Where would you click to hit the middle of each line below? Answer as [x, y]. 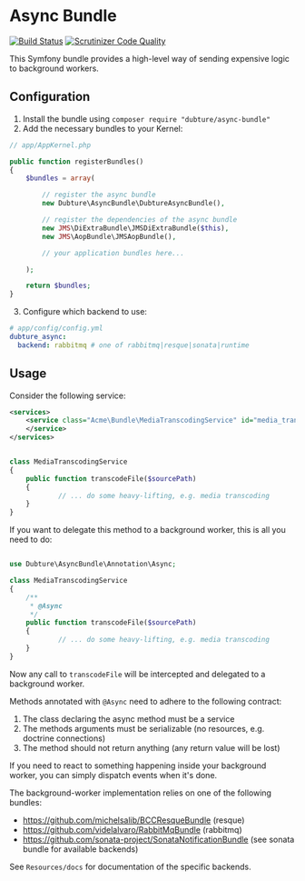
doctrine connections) [64, 738]
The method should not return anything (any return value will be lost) [151, 747]
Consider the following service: [68, 395]
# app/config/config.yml [56, 328]
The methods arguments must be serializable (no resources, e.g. [143, 728]
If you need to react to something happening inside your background [138, 766]
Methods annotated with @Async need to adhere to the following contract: [146, 701]
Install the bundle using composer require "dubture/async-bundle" [146, 118]
